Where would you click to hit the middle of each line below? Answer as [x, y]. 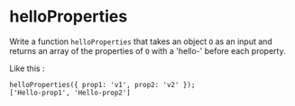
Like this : [27, 68]
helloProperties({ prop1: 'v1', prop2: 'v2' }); [102, 84]
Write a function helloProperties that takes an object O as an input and [141, 41]
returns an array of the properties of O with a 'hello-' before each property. [147, 50]
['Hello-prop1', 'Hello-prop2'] [70, 93]
